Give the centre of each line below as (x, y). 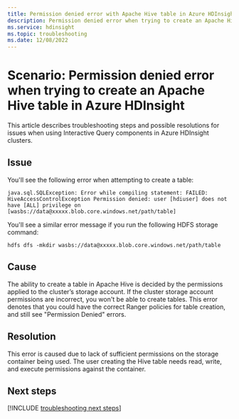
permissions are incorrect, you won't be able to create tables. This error (113, 299)
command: (23, 232)
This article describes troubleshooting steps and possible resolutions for (113, 126)
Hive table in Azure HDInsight (96, 105)
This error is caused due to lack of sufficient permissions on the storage (113, 354)
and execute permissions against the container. (77, 369)
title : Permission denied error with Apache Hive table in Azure (106, 14)
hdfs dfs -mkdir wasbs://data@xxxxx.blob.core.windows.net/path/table (114, 245)
